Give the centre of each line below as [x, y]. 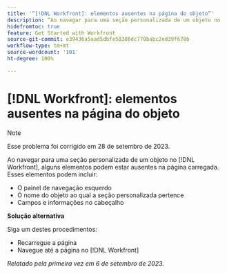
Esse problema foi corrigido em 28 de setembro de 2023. [89, 146]
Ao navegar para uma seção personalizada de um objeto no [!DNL [101, 159]
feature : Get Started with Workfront [61, 33]
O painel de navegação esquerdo [64, 188]
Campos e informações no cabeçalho [70, 202]
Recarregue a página [47, 242]
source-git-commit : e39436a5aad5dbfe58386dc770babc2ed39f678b [98, 39]
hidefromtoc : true [33, 26]
